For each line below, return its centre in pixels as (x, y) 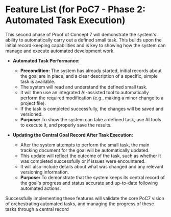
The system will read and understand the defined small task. (84, 87)
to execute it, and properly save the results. (66, 125)
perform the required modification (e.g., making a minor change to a (92, 98)
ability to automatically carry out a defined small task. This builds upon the (83, 40)
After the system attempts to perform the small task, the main (85, 145)
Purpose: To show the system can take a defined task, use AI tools (91, 119)
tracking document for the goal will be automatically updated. (85, 150)
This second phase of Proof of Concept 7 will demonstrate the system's (81, 34)
